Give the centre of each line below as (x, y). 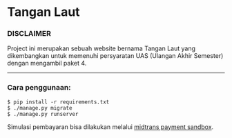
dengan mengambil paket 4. (47, 63)
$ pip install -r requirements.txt (58, 102)
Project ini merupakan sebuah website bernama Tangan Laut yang (101, 48)
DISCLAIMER (29, 34)
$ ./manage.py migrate (40, 108)
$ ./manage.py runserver (43, 114)
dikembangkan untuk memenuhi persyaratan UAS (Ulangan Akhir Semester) (115, 56)
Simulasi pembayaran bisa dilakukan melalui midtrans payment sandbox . (110, 127)
